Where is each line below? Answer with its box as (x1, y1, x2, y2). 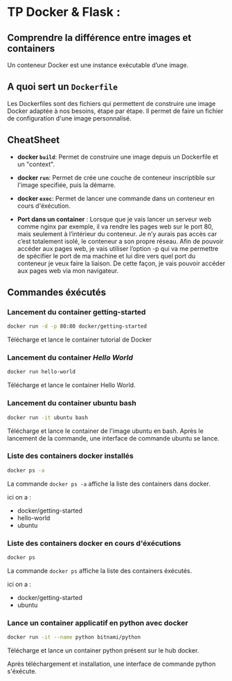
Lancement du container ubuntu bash (7, 398, 136, 408)
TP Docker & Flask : (7, 4, 121, 20)
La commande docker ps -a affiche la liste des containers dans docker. (7, 479, 211, 488)
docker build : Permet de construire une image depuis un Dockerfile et (17, 152, 219, 161)
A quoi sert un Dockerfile (7, 81, 118, 93)
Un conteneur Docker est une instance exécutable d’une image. (7, 61, 189, 69)
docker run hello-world (7, 369, 76, 375)
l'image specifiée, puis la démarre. (17, 181, 116, 189)
